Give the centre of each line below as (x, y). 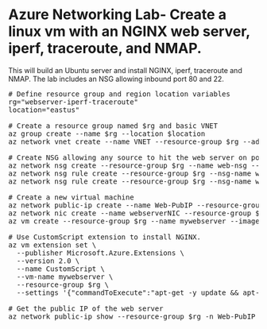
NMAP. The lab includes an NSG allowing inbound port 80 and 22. (116, 79)
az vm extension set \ (52, 245)
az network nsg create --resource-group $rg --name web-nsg (128, 165)
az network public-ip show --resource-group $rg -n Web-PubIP (132, 316)
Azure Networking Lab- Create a (117, 15)
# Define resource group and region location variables (119, 94)
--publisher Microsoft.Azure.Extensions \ (101, 253)
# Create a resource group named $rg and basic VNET (113, 126)
